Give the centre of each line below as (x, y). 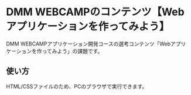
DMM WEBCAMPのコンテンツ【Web (95, 12)
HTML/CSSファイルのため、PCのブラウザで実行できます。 (77, 86)
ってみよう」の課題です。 (72, 51)
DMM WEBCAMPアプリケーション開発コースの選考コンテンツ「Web (88, 44)
